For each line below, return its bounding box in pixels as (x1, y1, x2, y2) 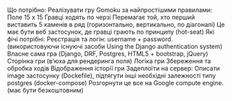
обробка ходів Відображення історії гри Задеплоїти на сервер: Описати (7, 65, 220, 72)
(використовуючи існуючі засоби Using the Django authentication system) (7, 43, 223, 50)
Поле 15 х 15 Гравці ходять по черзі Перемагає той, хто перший (7, 13, 195, 21)
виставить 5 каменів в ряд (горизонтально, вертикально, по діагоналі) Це (7, 21, 225, 28)
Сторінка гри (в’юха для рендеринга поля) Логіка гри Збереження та (7, 57, 211, 65)
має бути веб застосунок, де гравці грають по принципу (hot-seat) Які (7, 27, 215, 36)
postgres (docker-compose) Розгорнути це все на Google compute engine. (7, 79, 224, 87)
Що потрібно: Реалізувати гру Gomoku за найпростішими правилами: (7, 6, 213, 14)
